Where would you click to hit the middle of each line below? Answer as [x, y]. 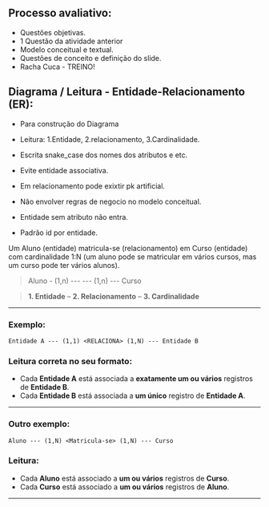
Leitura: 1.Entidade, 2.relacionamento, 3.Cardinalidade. [110, 139]
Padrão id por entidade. [59, 233]
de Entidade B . [44, 387]
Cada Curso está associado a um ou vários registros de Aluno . [124, 487]
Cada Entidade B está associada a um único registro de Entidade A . [132, 395]
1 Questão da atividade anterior [71, 41]
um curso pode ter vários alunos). [64, 265]
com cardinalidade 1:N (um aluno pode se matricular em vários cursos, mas [132, 257]
